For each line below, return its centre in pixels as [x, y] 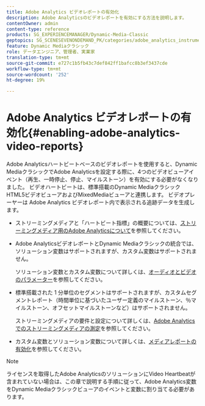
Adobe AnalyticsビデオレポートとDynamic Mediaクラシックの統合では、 [106, 244]
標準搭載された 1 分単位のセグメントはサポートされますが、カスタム [101, 293]
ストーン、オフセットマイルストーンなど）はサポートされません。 [108, 308]
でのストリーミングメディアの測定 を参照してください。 [84, 328]
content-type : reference [38, 29]
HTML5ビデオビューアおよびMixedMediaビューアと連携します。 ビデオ [95, 195]
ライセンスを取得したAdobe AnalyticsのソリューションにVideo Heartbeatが [101, 374]
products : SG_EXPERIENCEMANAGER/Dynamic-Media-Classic [77, 35]
